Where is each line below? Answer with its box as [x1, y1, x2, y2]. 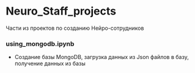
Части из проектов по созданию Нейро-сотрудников [6, 24, 144, 32]
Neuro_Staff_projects [6, 4, 117, 18]
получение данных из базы [14, 60, 86, 68]
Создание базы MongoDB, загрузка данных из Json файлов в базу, [14, 54, 189, 61]
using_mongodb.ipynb [6, 40, 75, 48]
